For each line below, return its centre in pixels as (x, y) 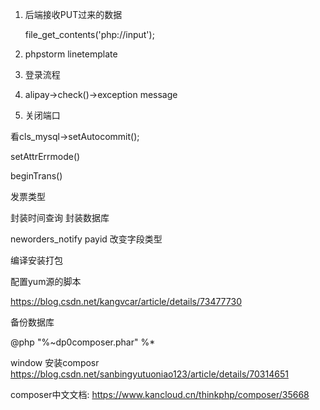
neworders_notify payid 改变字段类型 (86, 239)
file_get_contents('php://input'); (89, 34)
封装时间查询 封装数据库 (60, 217)
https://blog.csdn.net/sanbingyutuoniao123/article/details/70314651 (149, 374)
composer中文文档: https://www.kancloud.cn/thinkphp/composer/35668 (160, 394)
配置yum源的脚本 (46, 281)
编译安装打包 (36, 260)
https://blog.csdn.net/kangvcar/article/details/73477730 (126, 301)
